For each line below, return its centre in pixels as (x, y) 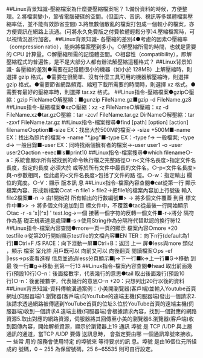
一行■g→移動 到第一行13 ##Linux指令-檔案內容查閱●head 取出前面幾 (105, 266)
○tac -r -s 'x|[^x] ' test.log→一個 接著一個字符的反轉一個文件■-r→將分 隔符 (100, 213)
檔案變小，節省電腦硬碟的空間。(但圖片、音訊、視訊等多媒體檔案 (107, 16)
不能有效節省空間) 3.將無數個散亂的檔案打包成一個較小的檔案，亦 (113, 24)
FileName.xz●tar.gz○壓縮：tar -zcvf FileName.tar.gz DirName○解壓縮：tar (101, 115)
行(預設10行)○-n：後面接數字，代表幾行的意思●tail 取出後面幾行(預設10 (95, 273)
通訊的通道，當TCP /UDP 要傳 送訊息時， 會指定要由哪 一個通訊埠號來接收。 (101, 334)
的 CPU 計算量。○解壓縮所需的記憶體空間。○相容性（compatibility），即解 (99, 54)
